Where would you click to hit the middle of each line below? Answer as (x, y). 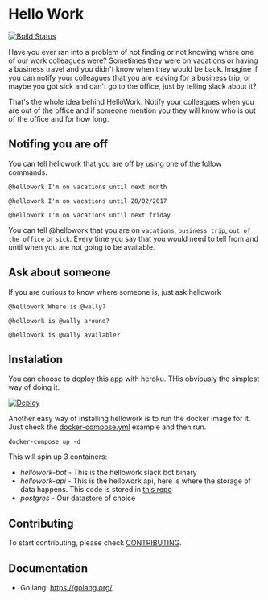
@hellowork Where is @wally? (57, 307)
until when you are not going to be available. (82, 247)
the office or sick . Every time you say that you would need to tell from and (134, 238)
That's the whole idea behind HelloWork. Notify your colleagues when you (132, 101)
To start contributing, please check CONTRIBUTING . (95, 543)
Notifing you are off (58, 145)
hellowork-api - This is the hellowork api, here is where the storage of (136, 481)
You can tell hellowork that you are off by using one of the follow (115, 163)
